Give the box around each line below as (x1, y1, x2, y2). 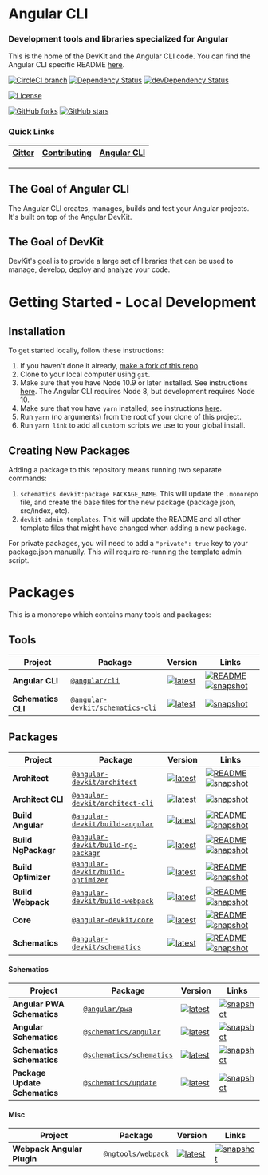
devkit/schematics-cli (70, 703, 157, 712)
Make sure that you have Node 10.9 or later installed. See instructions (19, 378, 249, 388)
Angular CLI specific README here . (8, 60, 125, 70)
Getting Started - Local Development (8, 293, 257, 311)
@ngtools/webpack (103, 1149, 169, 1159)
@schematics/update (83, 1078, 157, 1087)
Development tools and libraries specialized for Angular (8, 34, 229, 45)
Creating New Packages (8, 444, 131, 457)
